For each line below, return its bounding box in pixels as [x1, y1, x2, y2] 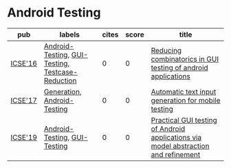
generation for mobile [151, 95, 221, 105]
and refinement [151, 149, 201, 159]
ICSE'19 [10, 132, 38, 142]
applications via [151, 132, 202, 142]
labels [59, 30, 80, 39]
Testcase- [43, 67, 78, 76]
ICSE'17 [10, 95, 38, 105]
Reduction [43, 76, 77, 85]
